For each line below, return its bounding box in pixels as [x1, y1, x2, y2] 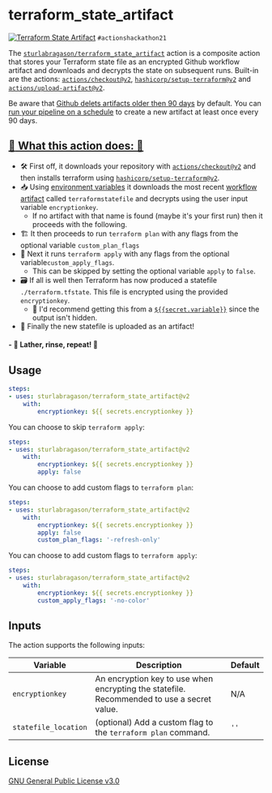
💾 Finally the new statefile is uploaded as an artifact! [19, 321, 195, 331]
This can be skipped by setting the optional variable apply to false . [32, 266, 257, 276]
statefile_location [12, 723, 87, 732]
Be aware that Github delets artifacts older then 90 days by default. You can [8, 98, 261, 108]
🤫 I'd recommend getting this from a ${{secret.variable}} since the [32, 304, 260, 314]
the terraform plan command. [95, 727, 210, 739]
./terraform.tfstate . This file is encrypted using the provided [19, 286, 228, 297]
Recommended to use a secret [95, 693, 212, 705]
